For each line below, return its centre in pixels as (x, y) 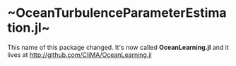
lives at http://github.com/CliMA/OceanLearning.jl (79, 55)
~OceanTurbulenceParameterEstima (117, 13)
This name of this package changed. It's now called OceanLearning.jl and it (118, 47)
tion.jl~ (29, 28)
